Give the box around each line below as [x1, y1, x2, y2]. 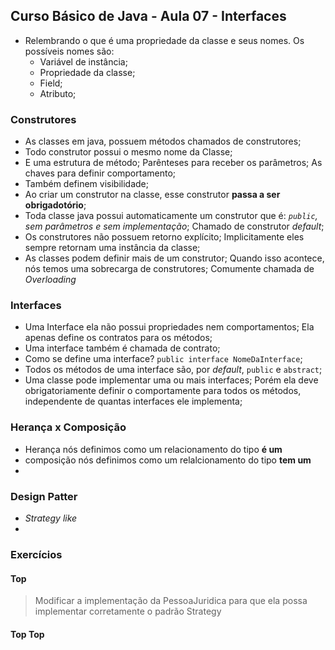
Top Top [10, 628, 45, 640]
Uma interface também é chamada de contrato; [24, 342, 221, 354]
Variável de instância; [39, 55, 128, 68]
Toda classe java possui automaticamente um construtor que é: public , [24, 210, 318, 222]
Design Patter [10, 489, 78, 503]
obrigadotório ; [24, 199, 87, 211]
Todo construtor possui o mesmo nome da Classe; [24, 146, 233, 158]
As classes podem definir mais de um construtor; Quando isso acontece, [24, 252, 325, 264]
